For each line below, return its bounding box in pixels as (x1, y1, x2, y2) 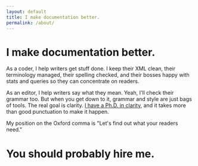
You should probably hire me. (6, 147, 155, 161)
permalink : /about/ (6, 20, 55, 26)
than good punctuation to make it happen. (6, 108, 109, 115)
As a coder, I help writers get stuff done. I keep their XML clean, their (6, 65, 176, 72)
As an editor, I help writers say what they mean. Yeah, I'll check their (6, 89, 174, 96)
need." (6, 126, 23, 133)
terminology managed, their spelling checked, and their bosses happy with (6, 71, 190, 79)
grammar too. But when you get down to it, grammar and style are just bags (6, 96, 192, 103)
